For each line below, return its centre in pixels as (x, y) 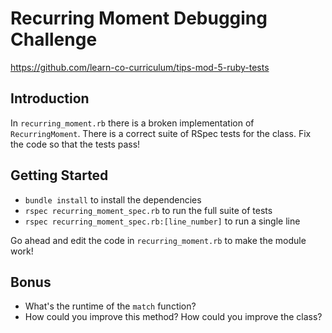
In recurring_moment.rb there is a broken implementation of (132, 123)
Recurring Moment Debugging (139, 18)
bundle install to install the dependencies (113, 199)
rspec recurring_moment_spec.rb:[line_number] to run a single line (162, 221)
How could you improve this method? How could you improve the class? (173, 317)
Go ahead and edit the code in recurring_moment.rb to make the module (158, 240)
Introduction (50, 98)
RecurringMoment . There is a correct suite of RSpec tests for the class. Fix (161, 133)
